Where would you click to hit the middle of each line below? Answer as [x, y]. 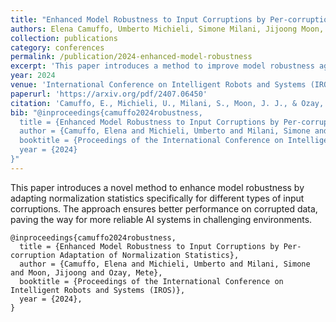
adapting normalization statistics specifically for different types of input [157, 198]
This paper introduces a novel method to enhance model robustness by [157, 187]
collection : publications [64, 38]
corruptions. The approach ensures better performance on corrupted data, [164, 208]
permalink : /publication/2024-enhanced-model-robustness [131, 57]
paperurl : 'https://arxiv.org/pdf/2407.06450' [109, 94]
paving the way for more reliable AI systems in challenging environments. [161, 219]
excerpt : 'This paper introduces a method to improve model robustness [162, 66]
